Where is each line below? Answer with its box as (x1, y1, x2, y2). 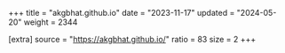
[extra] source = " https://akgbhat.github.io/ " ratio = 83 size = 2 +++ (8, 34, 257, 44)
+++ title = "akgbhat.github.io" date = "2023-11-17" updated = (8, 8, 235, 18)
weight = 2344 (23, 17, 78, 27)
